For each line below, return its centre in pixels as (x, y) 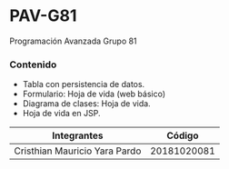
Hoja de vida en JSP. (61, 114)
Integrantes (78, 135)
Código (183, 135)
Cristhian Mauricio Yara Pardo (78, 151)
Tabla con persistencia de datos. (84, 84)
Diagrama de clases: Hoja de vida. (87, 104)
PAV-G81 (43, 16)
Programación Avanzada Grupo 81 (74, 41)
